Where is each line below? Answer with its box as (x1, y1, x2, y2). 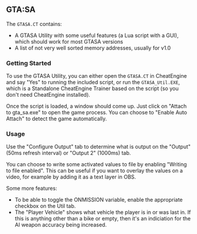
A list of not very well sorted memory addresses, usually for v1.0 (14, 44, 171, 51)
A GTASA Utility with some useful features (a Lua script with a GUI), (14, 32, 179, 39)
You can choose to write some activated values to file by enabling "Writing (6, 161, 187, 168)
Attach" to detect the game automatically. (6, 115, 107, 123)
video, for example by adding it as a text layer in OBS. (6, 173, 136, 180)
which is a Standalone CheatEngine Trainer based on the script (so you (6, 85, 179, 92)
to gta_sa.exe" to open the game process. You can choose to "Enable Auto (6, 109, 188, 116)
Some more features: (6, 185, 57, 192)
